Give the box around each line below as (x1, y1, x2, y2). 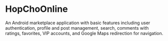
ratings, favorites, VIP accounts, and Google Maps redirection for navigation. (5, 30, 163, 36)
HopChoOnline (5, 3, 68, 15)
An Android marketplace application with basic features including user (5, 20, 150, 26)
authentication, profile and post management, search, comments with (5, 25, 149, 31)
